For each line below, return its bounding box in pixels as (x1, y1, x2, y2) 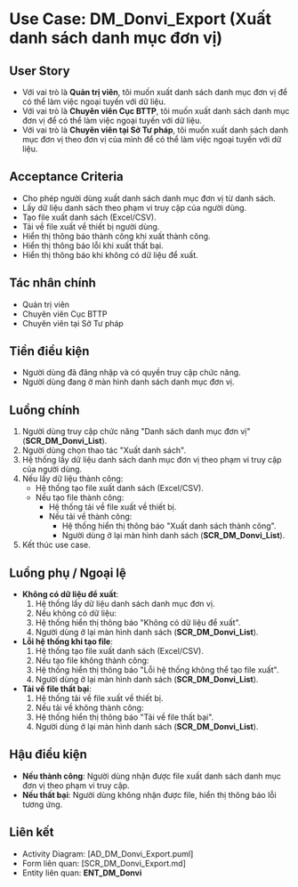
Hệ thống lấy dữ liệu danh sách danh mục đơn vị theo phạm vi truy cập (21, 455, 282, 465)
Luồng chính (9, 402, 80, 417)
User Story (9, 63, 70, 78)
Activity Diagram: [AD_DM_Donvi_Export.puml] (21, 848, 194, 859)
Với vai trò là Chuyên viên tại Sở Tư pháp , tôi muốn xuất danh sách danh (21, 125, 289, 135)
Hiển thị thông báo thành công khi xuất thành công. (21, 230, 211, 241)
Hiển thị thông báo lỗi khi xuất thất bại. (21, 240, 165, 251)
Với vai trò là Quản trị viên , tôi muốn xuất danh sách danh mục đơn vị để (21, 87, 287, 97)
